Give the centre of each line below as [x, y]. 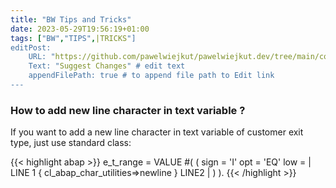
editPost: [31, 47]
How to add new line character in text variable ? [128, 110]
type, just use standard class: [71, 143]
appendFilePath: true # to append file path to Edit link [151, 76]
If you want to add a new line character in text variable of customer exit [157, 132]
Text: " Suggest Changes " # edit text [107, 66]
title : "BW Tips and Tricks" [71, 19]
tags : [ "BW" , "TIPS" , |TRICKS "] [73, 38]
